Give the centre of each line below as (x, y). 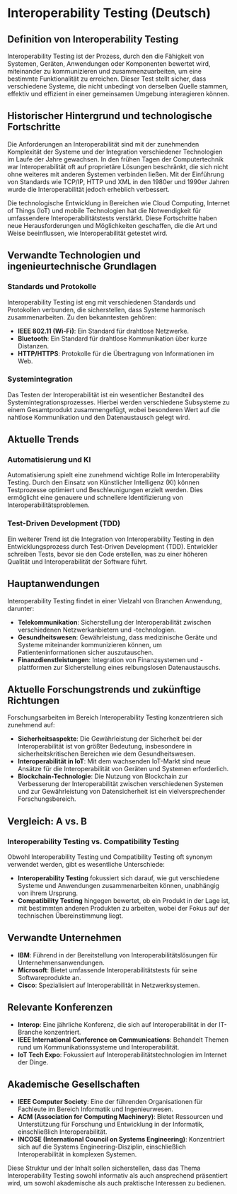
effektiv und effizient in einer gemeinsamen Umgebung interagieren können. (118, 94)
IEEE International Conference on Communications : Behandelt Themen (123, 1040)
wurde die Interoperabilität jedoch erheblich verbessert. (88, 189)
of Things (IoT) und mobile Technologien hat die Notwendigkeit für (104, 210)
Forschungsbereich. (47, 799)
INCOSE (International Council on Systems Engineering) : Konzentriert (121, 1139)
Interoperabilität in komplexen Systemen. (77, 1154)
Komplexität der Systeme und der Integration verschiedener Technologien (115, 152)
